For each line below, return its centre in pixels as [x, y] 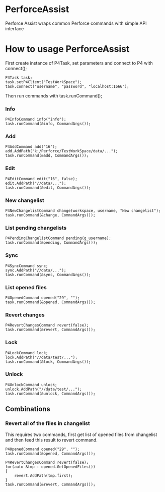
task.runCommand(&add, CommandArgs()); [47, 156]
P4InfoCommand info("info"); [36, 120]
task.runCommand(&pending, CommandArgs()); [52, 243]
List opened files [26, 287]
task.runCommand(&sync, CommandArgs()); [48, 275]
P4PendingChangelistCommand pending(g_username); [58, 238]
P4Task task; [19, 77]
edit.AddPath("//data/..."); [36, 183]
